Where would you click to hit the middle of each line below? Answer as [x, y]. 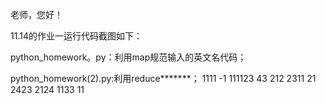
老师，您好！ [36, 14]
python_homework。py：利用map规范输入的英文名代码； [128, 57]
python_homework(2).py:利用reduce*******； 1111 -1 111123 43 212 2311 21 [163, 78]
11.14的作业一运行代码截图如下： [76, 36]
